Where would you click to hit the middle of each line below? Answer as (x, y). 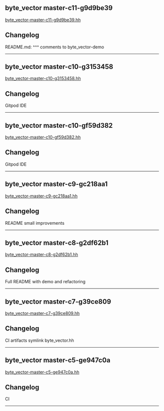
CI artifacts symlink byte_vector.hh (40, 340)
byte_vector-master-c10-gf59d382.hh (43, 137)
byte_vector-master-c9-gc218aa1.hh (41, 196)
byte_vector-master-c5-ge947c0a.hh (42, 372)
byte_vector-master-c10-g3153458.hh (43, 78)
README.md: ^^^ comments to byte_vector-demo (55, 47)
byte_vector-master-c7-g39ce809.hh (42, 313)
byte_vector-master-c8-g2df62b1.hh (41, 254)
